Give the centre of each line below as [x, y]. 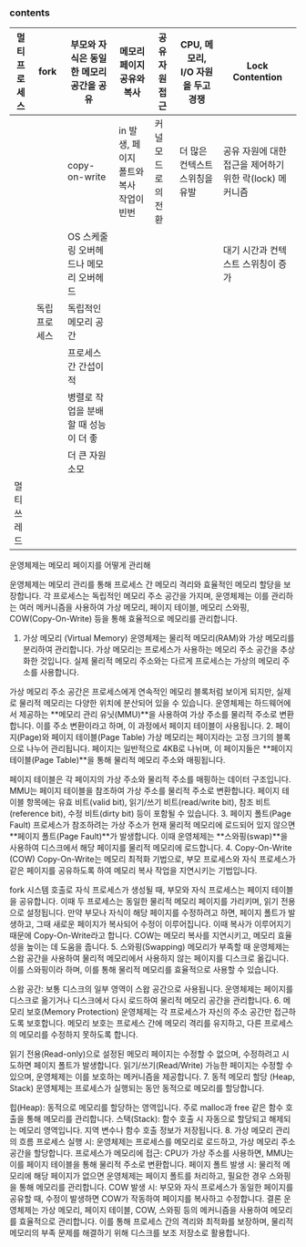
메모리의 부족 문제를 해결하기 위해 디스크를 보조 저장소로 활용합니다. [130, 1233]
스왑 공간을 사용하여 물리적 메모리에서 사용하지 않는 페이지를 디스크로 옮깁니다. [149, 958]
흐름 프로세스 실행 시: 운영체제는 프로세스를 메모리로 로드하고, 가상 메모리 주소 [157, 1142]
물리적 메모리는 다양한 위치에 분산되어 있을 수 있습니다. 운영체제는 [135, 703]
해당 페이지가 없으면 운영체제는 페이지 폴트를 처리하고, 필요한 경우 [150, 1176]
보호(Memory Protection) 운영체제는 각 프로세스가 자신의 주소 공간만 [149, 1012]
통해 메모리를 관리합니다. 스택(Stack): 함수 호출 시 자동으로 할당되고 [146, 1119]
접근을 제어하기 [254, 165]
